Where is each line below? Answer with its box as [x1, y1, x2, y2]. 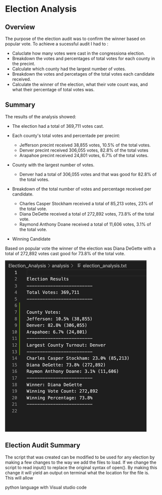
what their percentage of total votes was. [12, 87, 95, 92]
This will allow [5, 475, 33, 481]
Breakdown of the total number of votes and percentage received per [12, 186, 152, 192]
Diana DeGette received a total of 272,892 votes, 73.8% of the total [19, 211, 154, 217]
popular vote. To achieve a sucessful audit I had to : [5, 41, 108, 47]
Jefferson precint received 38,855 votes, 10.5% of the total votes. [19, 142, 151, 148]
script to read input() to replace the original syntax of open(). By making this [5, 464, 157, 470]
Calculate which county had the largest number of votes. [12, 66, 126, 72]
